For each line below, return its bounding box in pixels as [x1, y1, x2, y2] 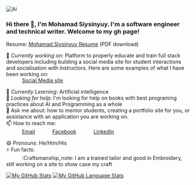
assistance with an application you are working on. [6, 113, 129, 120]
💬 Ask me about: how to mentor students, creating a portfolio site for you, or [6, 107, 190, 114]
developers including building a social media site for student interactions [6, 59, 182, 66]
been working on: [6, 71, 49, 78]
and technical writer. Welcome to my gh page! [6, 27, 140, 35]
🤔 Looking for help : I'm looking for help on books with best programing [6, 94, 177, 102]
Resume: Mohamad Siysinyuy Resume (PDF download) [6, 41, 139, 48]
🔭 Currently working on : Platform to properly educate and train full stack [6, 52, 181, 59]
